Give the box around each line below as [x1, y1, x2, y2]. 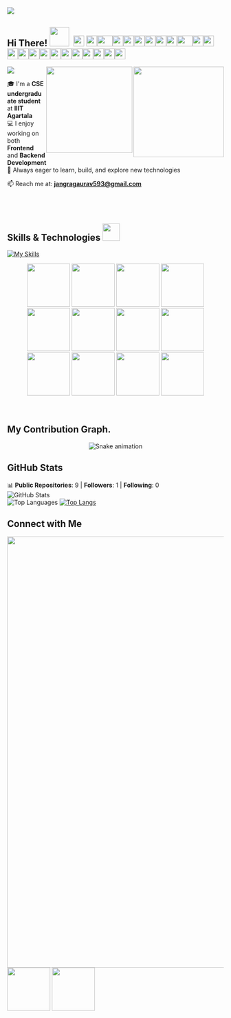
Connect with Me [7, 518, 82, 530]
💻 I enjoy [7, 119, 34, 128]
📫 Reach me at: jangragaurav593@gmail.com [7, 180, 142, 188]
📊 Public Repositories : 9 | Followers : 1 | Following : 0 [7, 481, 159, 489]
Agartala [7, 112, 33, 120]
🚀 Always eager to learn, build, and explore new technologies [7, 166, 181, 174]
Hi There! [7, 37, 48, 49]
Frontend [7, 144, 34, 152]
